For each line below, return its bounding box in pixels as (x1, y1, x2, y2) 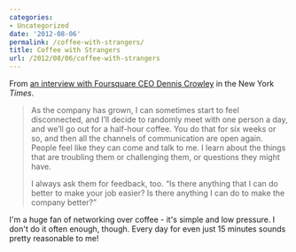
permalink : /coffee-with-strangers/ (9, 37, 144, 47)
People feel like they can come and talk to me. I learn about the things (30, 142, 286, 153)
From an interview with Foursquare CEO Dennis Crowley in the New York (9, 79, 275, 88)
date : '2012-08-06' (9, 29, 82, 38)
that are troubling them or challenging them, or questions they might (30, 152, 281, 162)
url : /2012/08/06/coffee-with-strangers (9, 54, 161, 63)
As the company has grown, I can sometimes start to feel (30, 105, 239, 115)
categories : (9, 12, 53, 22)
